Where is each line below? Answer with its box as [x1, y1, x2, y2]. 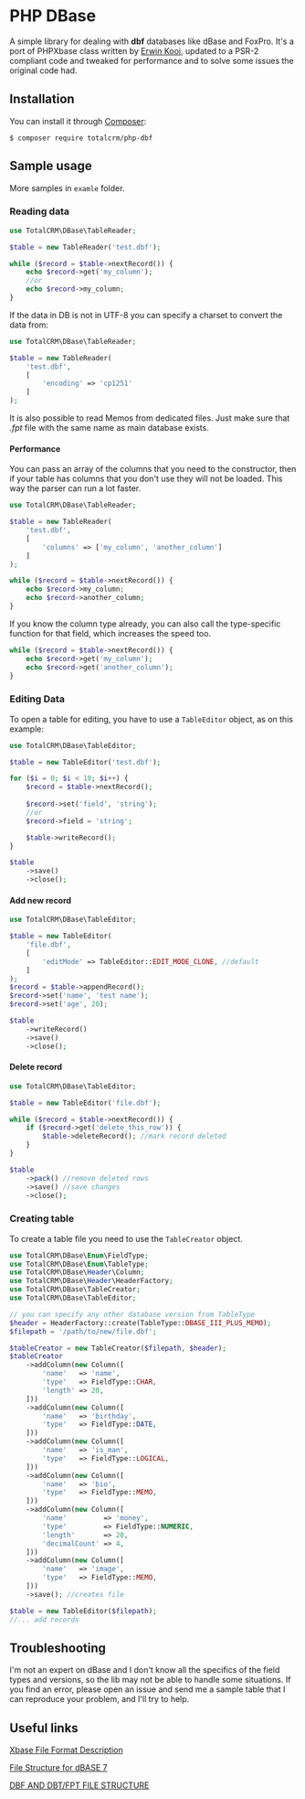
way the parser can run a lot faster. [9, 483, 142, 494]
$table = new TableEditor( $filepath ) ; [9, 1606, 157, 1615]
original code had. [9, 65, 78, 76]
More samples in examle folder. [9, 182, 125, 193]
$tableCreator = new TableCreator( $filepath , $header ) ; [9, 1344, 226, 1353]
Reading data [9, 205, 70, 218]
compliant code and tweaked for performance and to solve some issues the [9, 55, 294, 66]
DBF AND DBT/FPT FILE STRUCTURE [9, 1780, 150, 1791]
